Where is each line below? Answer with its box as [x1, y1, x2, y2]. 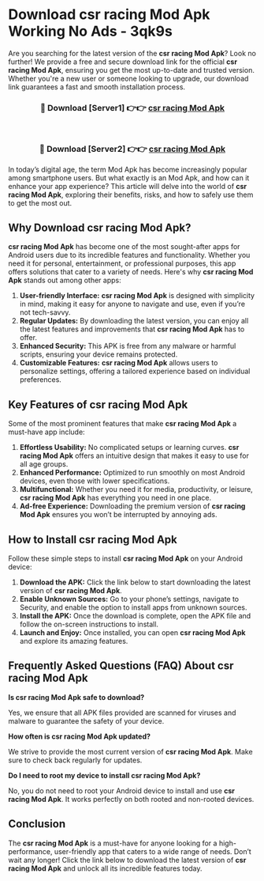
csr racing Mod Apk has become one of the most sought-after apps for [8, 242, 240, 251]
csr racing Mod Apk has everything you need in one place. [19, 493, 211, 503]
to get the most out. [8, 198, 73, 207]
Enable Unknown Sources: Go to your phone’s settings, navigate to [19, 594, 240, 603]
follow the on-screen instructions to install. [19, 619, 159, 629]
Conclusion [8, 817, 66, 831]
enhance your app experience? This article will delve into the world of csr [8, 181, 247, 191]
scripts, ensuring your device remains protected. [19, 350, 178, 359]
